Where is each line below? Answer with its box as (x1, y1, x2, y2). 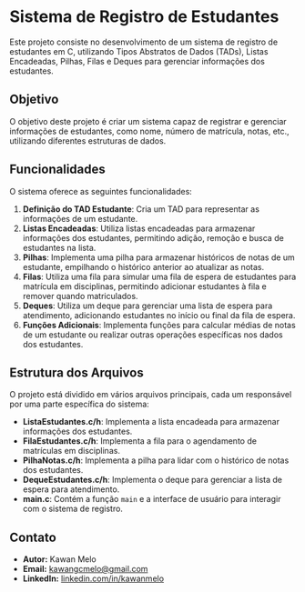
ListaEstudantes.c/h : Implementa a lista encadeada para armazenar (22, 416, 280, 427)
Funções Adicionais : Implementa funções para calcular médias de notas (22, 319, 296, 330)
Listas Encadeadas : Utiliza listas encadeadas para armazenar (22, 223, 256, 234)
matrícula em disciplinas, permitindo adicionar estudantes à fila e (22, 280, 267, 292)
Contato (9, 529, 56, 545)
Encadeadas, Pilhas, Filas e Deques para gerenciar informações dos (9, 55, 266, 66)
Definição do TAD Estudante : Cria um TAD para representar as (22, 203, 259, 215)
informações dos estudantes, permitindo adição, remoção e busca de (22, 232, 284, 243)
